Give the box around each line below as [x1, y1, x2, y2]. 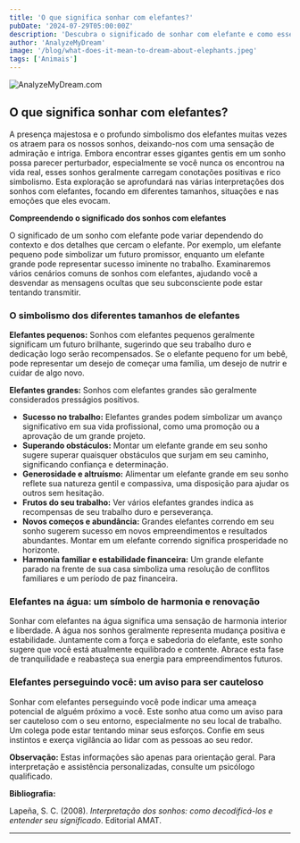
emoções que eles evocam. [9, 195, 111, 206]
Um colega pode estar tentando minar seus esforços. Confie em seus [9, 725, 265, 736]
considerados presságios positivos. [9, 394, 140, 405]
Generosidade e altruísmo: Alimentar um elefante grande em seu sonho [21, 468, 288, 479]
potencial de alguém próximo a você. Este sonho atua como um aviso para [9, 705, 284, 716]
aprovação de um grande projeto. [21, 431, 146, 442]
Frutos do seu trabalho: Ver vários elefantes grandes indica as [21, 497, 254, 508]
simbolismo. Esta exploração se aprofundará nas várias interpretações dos [9, 176, 285, 187]
